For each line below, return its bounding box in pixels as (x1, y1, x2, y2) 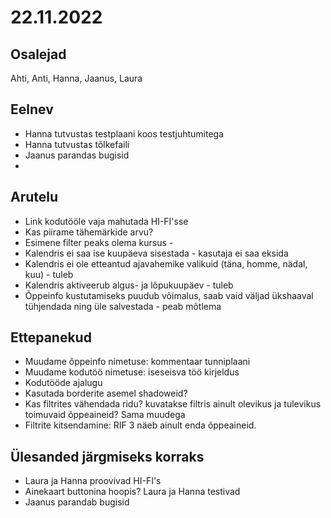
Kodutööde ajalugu (24, 377, 103, 389)
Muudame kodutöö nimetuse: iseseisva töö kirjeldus (24, 366, 240, 378)
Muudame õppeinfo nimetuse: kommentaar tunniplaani (24, 356, 251, 368)
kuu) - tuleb (24, 268, 74, 280)
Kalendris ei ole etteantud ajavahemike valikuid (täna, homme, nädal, (24, 257, 308, 270)
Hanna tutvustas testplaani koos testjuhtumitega (24, 127, 225, 140)
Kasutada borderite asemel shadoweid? (24, 387, 188, 400)
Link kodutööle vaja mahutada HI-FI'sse (24, 215, 189, 227)
